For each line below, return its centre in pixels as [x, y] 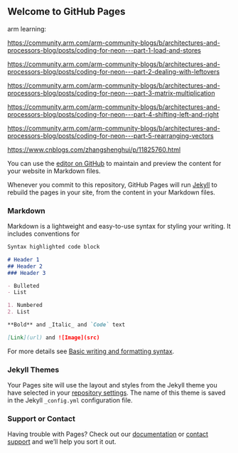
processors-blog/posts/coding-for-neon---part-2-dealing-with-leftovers [114, 71]
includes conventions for [44, 234]
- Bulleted [23, 286]
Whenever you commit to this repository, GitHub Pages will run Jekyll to [113, 184]
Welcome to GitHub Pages [66, 12]
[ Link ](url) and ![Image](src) [54, 338]
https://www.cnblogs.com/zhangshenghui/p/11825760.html [94, 150]
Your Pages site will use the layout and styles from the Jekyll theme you [113, 385]
